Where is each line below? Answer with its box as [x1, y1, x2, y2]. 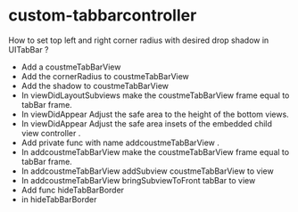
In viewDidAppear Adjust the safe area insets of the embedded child [21, 118, 273, 129]
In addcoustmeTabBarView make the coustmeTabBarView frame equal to [21, 146, 290, 157]
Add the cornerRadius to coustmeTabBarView [21, 70, 189, 81]
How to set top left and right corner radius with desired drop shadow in [8, 35, 269, 45]
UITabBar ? [8, 44, 50, 54]
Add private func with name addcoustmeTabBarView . [21, 137, 220, 148]
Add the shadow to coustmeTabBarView [21, 80, 170, 91]
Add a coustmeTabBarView [21, 61, 121, 72]
